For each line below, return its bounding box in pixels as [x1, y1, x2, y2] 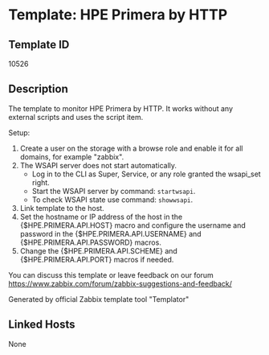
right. [31, 177, 50, 187]
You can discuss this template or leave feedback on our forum [8, 270, 214, 279]
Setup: [8, 127, 31, 138]
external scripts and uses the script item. [8, 112, 144, 122]
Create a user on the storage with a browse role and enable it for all [19, 143, 243, 153]
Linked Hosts [8, 318, 75, 332]
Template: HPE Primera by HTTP [8, 6, 228, 24]
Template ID [8, 38, 70, 52]
